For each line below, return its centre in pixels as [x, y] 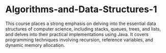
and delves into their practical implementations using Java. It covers [77, 34]
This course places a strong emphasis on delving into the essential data [81, 23]
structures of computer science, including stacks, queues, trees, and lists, [83, 29]
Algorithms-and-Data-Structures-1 [81, 9]
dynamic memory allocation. [35, 45]
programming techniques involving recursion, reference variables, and [79, 40]
